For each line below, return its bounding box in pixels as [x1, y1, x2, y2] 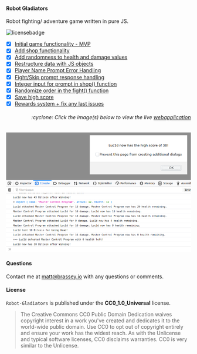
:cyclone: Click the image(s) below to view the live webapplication [31, 114, 191, 121]
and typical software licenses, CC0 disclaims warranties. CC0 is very [20, 335, 188, 343]
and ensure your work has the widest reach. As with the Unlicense [20, 329, 181, 336]
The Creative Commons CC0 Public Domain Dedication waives [20, 311, 172, 318]
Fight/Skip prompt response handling [14, 73, 104, 80]
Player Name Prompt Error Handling [14, 67, 101, 74]
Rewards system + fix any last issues [14, 100, 104, 107]
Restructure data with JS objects [14, 60, 94, 68]
